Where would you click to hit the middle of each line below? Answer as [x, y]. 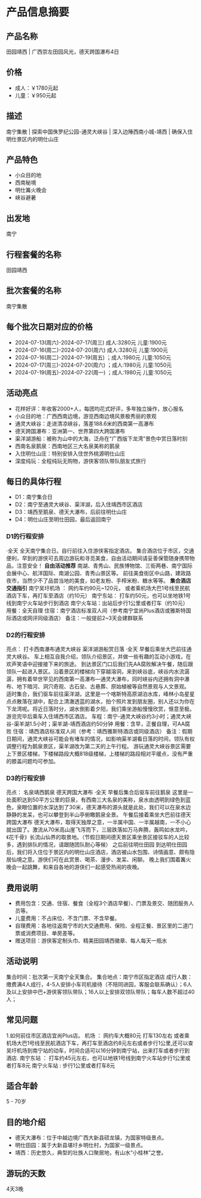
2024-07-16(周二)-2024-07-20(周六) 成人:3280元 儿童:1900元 [92, 350]
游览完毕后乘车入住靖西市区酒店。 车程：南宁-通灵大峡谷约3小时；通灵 [94, 716]
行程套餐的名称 [34, 254]
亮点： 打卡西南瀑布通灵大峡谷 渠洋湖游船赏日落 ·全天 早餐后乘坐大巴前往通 [99, 649]
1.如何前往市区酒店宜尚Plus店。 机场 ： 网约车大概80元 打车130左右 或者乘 [98, 1035]
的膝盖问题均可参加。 [32, 761]
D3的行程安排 [26, 778]
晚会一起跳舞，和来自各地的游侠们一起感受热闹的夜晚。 [74, 867]
